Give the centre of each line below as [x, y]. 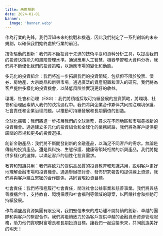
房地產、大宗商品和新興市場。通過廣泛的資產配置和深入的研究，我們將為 [86, 82]
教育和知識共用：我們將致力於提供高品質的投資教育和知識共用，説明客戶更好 [81, 166]
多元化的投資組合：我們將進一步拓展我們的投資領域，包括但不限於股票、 [77, 76]
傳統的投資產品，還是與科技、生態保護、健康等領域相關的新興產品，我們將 [79, 149]
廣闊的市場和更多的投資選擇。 [35, 133]
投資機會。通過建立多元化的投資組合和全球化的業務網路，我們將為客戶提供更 [81, 127]
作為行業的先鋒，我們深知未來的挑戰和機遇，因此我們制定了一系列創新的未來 [81, 37]
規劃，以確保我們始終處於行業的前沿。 [43, 44]
